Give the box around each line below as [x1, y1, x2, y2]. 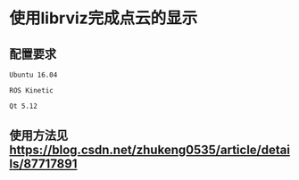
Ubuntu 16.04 [9, 70, 58, 79]
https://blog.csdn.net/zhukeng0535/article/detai [9, 143, 290, 158]
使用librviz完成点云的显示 [9, 8, 198, 29]
